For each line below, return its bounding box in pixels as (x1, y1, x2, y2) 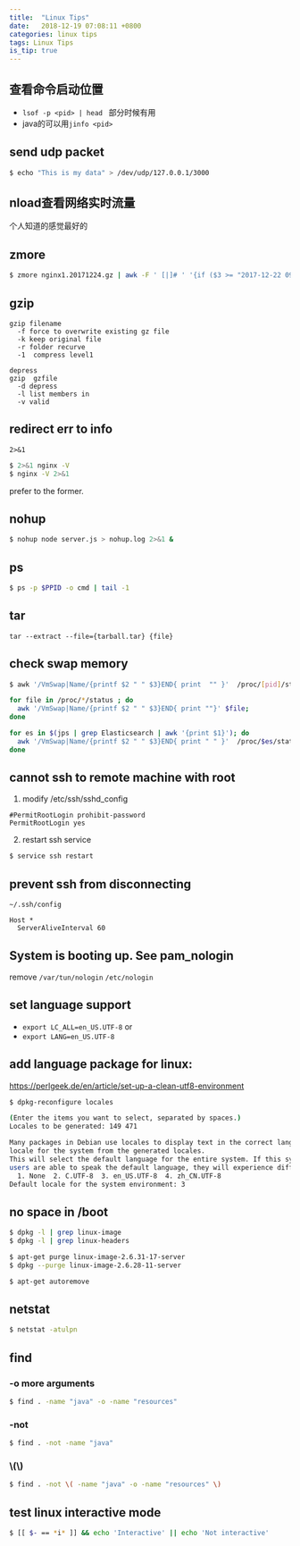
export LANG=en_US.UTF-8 (21, 1032, 115, 1041)
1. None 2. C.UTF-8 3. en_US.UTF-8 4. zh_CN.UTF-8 (17, 1172, 221, 1181)
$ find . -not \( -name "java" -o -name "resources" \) (9, 1480, 221, 1489)
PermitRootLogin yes (9, 819, 87, 828)
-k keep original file (17, 334, 102, 344)
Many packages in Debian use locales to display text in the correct (9, 1138, 274, 1147)
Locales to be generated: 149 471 (9, 1122, 138, 1131)
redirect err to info (9, 422, 113, 437)
